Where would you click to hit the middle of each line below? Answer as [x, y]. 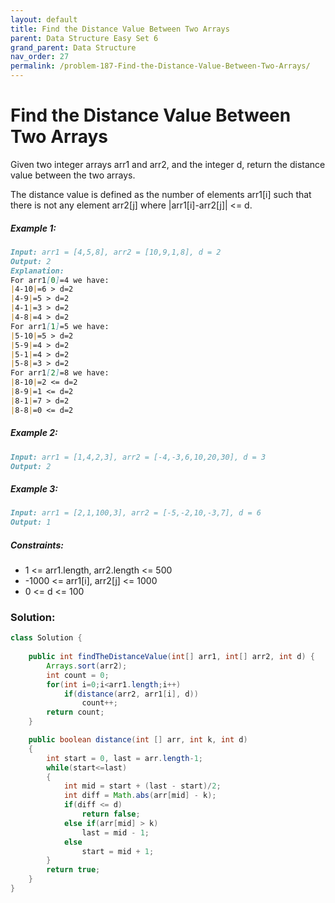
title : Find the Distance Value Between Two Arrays [120, 29]
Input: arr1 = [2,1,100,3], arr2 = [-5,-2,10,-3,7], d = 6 [136, 513]
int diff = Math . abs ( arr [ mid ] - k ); [140, 796]
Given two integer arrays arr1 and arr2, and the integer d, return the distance [168, 164]
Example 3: [34, 488]
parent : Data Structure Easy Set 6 [84, 38]
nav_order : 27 [40, 57]
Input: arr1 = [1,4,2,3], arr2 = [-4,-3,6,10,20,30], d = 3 [138, 457]
